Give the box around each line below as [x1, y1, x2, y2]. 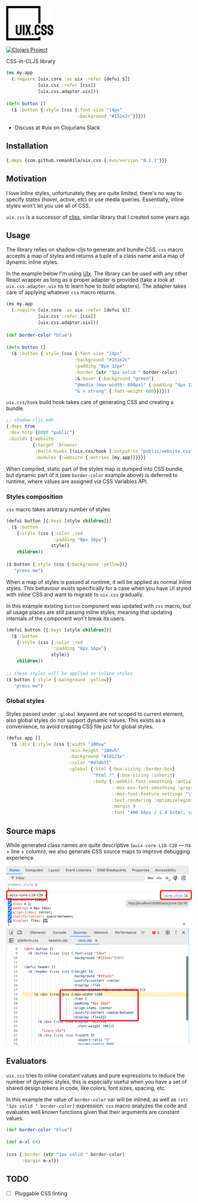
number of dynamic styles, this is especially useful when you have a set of [6, 1078, 187, 1085]
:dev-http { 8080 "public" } [8, 430, 75, 436]
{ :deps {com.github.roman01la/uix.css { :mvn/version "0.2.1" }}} [6, 157, 167, 163]
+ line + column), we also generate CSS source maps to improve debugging [6, 848, 190, 854]
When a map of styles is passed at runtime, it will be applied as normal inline [6, 578, 192, 586]
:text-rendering [111, 797, 151, 803]
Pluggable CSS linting [14, 1189, 68, 1197]
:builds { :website [8, 436, 54, 442]
